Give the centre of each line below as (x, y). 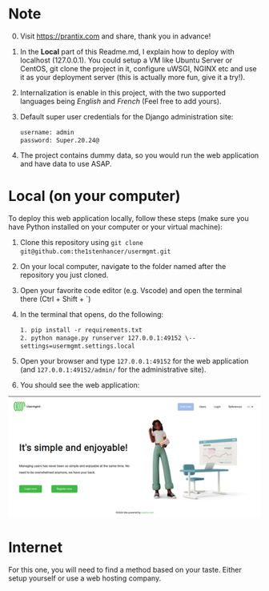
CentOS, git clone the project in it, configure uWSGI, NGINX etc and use (139, 68)
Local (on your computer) (94, 196)
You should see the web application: (80, 384)
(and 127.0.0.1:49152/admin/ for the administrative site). (113, 369)
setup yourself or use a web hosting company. (85, 578)
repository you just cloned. (64, 275)
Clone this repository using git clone (82, 242)
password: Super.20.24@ (60, 140)
